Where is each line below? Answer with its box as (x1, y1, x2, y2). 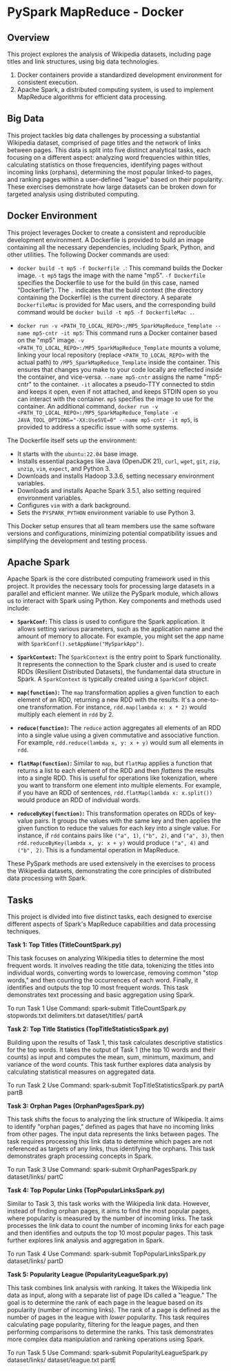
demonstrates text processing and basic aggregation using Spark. (7, 991, 195, 999)
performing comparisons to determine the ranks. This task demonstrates (7, 1328, 214, 1336)
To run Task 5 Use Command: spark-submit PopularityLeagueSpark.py (7, 1349, 208, 1357)
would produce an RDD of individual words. (17, 796, 141, 804)
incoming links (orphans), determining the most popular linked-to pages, (7, 167, 213, 176)
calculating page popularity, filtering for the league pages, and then (7, 1321, 199, 1329)
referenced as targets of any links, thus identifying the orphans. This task (7, 1145, 215, 1153)
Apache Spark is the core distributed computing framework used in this (7, 575, 210, 583)
